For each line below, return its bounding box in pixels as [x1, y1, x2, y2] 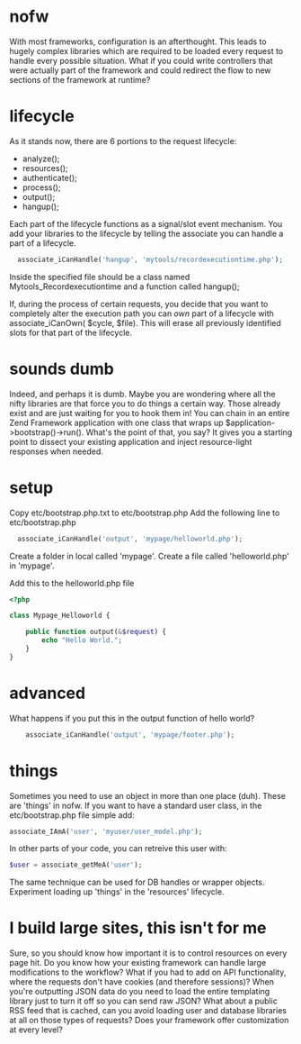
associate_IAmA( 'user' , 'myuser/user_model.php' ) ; [9, 827, 203, 836]
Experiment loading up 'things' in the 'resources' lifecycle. [9, 886, 225, 897]
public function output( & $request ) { [25, 628, 167, 637]
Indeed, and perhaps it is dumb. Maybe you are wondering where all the [9, 388, 276, 399]
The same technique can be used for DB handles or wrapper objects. [9, 876, 265, 888]
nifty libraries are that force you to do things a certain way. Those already [9, 398, 281, 409]
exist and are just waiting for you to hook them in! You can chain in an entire [9, 407, 290, 418]
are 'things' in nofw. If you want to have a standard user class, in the [9, 800, 262, 811]
